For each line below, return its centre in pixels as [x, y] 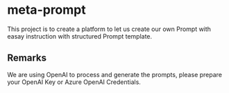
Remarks [27, 58]
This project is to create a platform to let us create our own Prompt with [109, 29]
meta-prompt [46, 10]
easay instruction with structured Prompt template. [80, 36]
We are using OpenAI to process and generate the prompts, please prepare [115, 74]
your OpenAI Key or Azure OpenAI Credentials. [74, 82]
